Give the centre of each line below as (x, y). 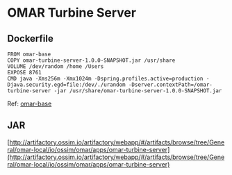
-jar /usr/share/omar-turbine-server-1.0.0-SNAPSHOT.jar (138, 91)
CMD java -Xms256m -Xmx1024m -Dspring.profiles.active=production (105, 78)
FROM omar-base (29, 54)
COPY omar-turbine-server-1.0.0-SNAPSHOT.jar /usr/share (91, 60)
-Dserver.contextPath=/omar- (171, 85)
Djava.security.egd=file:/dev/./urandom (67, 85)
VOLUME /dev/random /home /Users (56, 67)
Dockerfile (31, 39)
